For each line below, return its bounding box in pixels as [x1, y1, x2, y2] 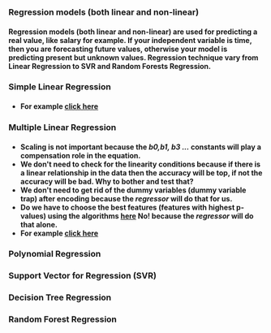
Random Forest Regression [8, 314, 118, 325]
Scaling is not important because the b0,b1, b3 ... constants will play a [19, 141, 262, 152]
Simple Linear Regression [8, 81, 111, 93]
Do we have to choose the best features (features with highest [19, 202, 235, 212]
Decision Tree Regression [8, 292, 112, 303]
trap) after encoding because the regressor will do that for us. [19, 193, 233, 203]
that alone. [19, 219, 58, 229]
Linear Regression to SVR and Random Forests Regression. [8, 61, 212, 71]
